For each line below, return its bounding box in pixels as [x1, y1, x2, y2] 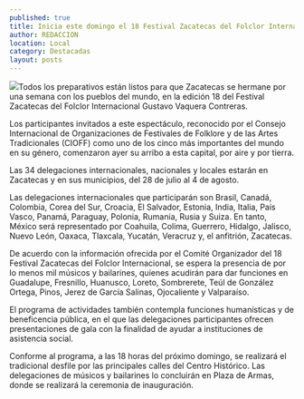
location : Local [9, 38, 71, 48]
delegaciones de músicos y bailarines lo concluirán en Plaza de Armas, [9, 370, 274, 381]
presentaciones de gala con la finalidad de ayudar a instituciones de [9, 324, 264, 334]
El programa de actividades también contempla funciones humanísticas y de [9, 305, 295, 315]
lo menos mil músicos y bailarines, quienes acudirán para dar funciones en [9, 268, 289, 277]
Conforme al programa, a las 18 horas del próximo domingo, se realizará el [9, 351, 287, 361]
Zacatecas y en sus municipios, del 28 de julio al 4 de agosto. [9, 174, 240, 185]
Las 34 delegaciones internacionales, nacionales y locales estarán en [9, 165, 269, 175]
